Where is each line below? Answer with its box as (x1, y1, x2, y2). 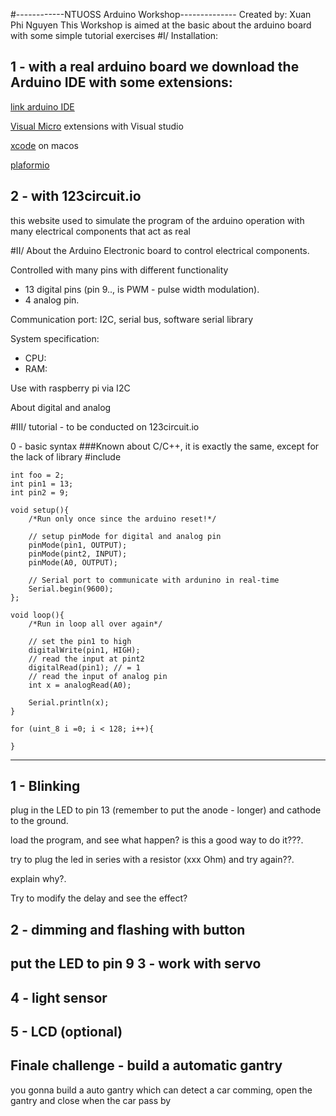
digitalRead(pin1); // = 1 (28, 662, 141, 673)
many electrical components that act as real (10, 225, 191, 237)
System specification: (10, 332, 100, 344)
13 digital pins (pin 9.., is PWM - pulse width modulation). (24, 283, 260, 295)
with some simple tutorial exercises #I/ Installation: (10, 30, 219, 41)
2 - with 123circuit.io (10, 188, 142, 205)
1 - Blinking (10, 778, 81, 795)
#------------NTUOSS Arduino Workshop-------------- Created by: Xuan (10, 9, 312, 20)
